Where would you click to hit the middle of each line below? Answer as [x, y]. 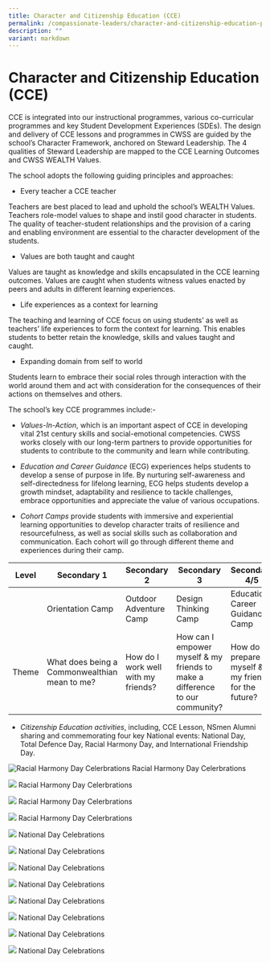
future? [244, 698]
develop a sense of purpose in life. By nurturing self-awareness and [132, 475]
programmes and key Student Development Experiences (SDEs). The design [135, 126]
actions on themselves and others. [65, 394]
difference [196, 687]
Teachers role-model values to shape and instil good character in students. [133, 215]
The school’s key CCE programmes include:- [82, 410]
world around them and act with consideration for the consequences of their [135, 386]
